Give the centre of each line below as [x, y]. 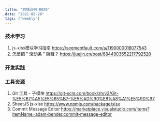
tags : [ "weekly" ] [22, 18]
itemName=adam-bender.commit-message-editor [62, 114]
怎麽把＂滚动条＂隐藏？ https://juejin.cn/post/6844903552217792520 [81, 54]
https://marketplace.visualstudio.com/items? [105, 109]
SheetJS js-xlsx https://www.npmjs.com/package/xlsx [66, 104]
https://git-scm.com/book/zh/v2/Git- [82, 93]
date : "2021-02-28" [25, 14]
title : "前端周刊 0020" [27, 9]
